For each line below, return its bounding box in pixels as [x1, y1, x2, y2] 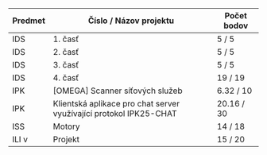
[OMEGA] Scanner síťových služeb [52, 85, 183, 96]
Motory [52, 121, 81, 132]
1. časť [52, 33, 79, 45]
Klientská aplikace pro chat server [52, 99, 180, 109]
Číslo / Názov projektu [87, 15, 175, 26]
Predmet [12, 15, 46, 26]
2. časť [52, 47, 79, 57]
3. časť [52, 60, 79, 70]
